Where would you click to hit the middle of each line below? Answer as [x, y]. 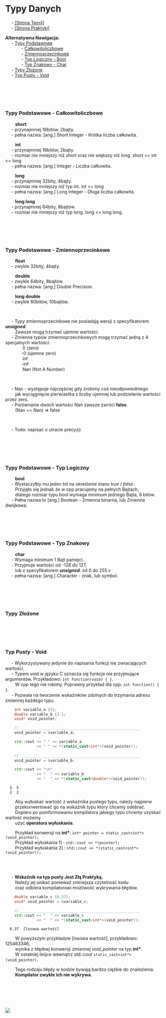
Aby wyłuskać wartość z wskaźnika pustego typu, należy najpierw [83, 802]
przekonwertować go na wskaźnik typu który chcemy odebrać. [80, 807]
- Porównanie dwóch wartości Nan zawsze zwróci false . [69, 405]
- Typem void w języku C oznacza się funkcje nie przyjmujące [75, 674]
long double [28, 297]
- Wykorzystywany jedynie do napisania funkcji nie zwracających [79, 663]
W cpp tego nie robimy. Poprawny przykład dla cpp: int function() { [87, 684]
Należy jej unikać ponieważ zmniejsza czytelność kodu [72, 882]
